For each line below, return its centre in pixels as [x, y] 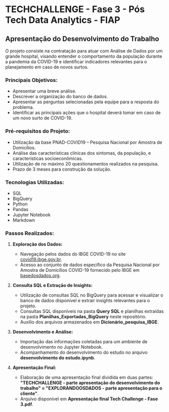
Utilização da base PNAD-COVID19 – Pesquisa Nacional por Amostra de [88, 142]
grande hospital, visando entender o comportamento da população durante [84, 56]
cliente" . [29, 394]
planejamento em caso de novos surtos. [47, 67]
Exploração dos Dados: [37, 244]
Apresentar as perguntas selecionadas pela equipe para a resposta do [86, 102]
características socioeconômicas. [48, 158]
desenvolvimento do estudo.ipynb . [58, 358]
